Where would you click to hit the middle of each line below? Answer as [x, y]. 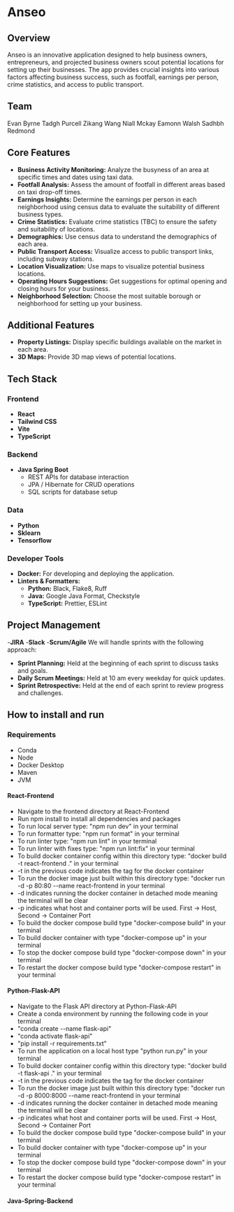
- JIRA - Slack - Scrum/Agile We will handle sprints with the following [105, 642]
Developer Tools [36, 558]
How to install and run [56, 715]
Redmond [21, 131]
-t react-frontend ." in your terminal [68, 863]
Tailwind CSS [37, 422]
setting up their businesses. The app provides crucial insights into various [114, 70]
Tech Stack [32, 379]
